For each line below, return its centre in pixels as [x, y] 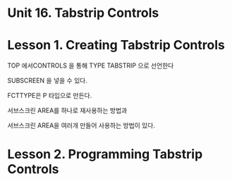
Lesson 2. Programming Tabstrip [105, 155]
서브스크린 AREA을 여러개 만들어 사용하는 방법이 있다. [81, 125]
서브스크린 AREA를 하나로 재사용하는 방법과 [67, 111]
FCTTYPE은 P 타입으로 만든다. [50, 96]
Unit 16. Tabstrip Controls [83, 13]
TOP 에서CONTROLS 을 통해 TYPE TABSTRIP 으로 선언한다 [91, 65]
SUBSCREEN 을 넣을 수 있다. [48, 81]
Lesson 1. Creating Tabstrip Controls [116, 45]
